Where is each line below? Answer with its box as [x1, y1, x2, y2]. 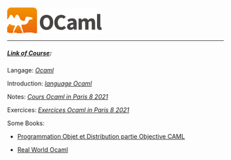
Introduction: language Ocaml [7, 79, 92, 88]
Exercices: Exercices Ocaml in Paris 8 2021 [7, 105, 129, 114]
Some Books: [7, 119, 45, 127]
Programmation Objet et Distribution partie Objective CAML [16, 132, 186, 140]
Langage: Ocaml [7, 66, 54, 74]
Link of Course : [7, 49, 52, 57]
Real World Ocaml [16, 145, 69, 154]
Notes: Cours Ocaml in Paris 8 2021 [7, 92, 109, 101]
